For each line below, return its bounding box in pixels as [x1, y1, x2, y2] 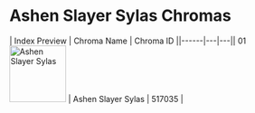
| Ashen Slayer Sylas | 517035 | [67, 93, 184, 104]
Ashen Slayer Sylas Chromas [9, 5, 232, 26]
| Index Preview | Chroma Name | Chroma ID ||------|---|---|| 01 [9, 35, 247, 46]
